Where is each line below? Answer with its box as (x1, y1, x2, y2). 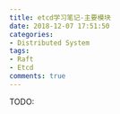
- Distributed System (9, 38, 90, 48)
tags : (9, 47, 30, 56)
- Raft (9, 55, 34, 64)
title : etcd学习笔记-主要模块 (9, 13, 112, 22)
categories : (9, 30, 54, 39)
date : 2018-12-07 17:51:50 (9, 22, 110, 31)
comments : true (9, 72, 66, 81)
